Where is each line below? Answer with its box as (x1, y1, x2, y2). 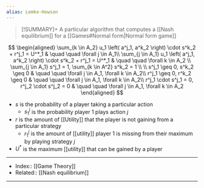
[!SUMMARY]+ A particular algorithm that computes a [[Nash (21, 25, 174, 33)
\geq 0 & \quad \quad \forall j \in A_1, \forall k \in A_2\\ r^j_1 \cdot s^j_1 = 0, (10, 76, 194, 83)
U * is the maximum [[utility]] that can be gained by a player (15, 144, 163, 152)
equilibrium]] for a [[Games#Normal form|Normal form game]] (21, 32, 177, 39)
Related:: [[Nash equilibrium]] (15, 169, 89, 176)
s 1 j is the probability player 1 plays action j (24, 107, 129, 117)
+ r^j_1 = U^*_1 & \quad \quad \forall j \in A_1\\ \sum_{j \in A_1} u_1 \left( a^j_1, (8, 50, 195, 58)
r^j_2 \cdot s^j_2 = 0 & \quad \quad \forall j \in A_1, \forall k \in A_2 (20, 82, 184, 90)
